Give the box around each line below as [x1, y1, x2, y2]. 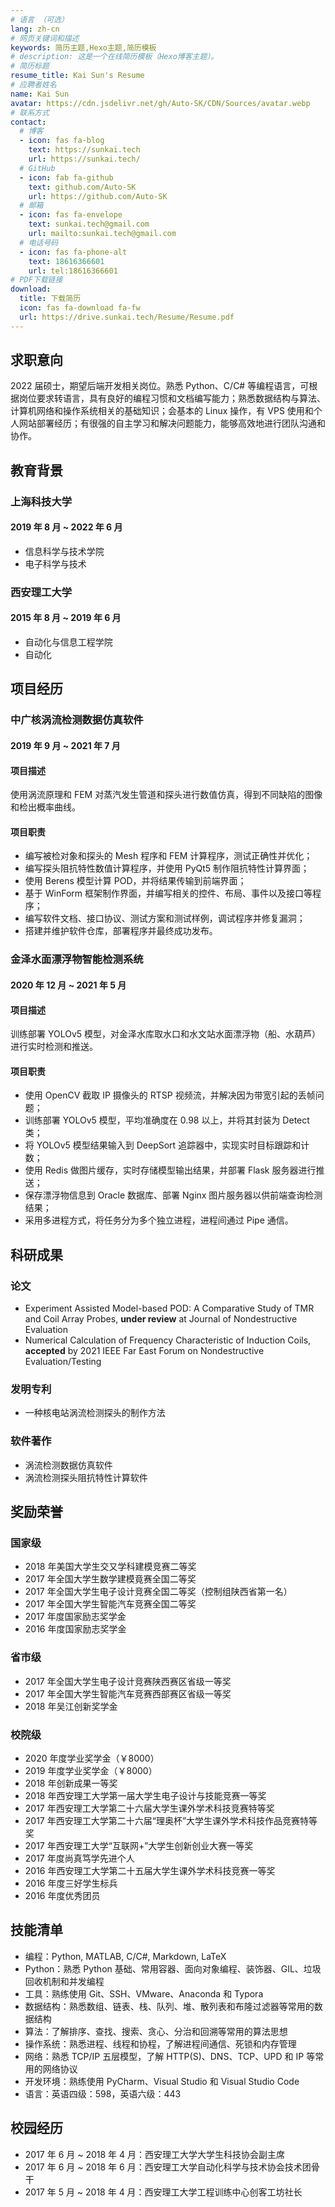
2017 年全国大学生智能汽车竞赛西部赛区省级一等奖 [24, 1687, 232, 1700]
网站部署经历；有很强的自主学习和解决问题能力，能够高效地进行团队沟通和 [18, 417, 326, 430]
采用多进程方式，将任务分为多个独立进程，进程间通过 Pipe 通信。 [24, 1214, 294, 1226]
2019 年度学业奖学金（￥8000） [24, 1764, 158, 1776]
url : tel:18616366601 [28, 266, 118, 276]
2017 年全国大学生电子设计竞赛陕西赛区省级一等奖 [24, 1675, 232, 1687]
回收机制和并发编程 [24, 1975, 105, 1987]
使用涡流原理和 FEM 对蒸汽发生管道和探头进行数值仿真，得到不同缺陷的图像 [10, 789, 323, 801]
